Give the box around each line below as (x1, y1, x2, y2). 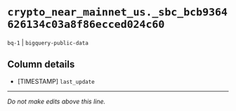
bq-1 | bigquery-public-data (7, 38, 89, 47)
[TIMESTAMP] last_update (17, 77, 95, 85)
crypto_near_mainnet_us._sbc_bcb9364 (7, 6, 228, 19)
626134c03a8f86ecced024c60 (7, 18, 165, 31)
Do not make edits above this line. (7, 97, 106, 105)
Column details (7, 59, 75, 71)
